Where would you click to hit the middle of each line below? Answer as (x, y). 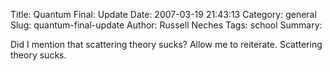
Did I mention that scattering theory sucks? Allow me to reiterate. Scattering (166, 44)
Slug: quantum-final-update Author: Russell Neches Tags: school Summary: (166, 25)
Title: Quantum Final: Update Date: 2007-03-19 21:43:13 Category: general (163, 14)
